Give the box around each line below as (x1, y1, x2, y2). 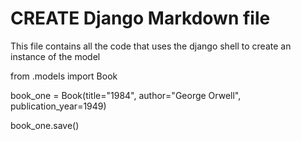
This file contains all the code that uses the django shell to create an (10, 40, 292, 52)
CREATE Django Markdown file (10, 7, 271, 30)
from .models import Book (10, 70, 118, 82)
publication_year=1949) (10, 100, 107, 112)
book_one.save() (10, 119, 80, 131)
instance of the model (10, 50, 101, 62)
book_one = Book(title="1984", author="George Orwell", (10, 89, 242, 101)
